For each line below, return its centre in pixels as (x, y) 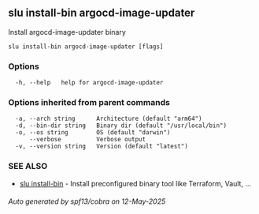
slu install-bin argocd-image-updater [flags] (86, 47)
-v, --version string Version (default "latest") (102, 146)
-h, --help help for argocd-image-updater (89, 83)
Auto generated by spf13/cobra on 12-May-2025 (87, 201)
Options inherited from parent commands (89, 103)
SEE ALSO (28, 167)
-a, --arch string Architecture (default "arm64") (109, 119)
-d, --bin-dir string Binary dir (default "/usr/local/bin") (121, 126)
